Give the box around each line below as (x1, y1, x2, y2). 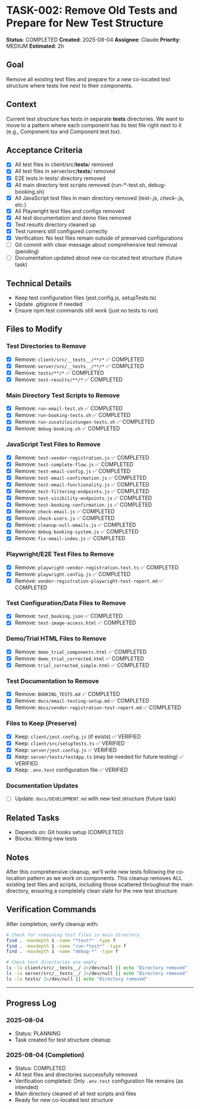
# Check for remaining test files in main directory (6, 932, 140, 938)
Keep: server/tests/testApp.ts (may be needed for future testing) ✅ (14, 753, 184, 760)
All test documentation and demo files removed (14, 214, 132, 221)
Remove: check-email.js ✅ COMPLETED (14, 508, 115, 515)
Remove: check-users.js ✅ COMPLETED (14, 514, 115, 522)
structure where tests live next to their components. (6, 82, 133, 89)
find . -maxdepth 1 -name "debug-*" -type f (6, 948, 118, 955)
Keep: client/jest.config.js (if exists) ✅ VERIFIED (14, 733, 141, 740)
